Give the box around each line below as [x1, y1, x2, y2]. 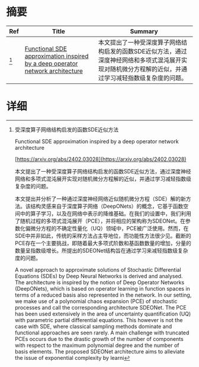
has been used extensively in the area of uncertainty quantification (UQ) [14, 310, 191, 317]
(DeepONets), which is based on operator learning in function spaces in [14, 285, 191, 292]
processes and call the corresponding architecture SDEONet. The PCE [14, 304, 187, 311]
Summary [130, 27, 158, 36]
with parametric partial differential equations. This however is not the [14, 316, 183, 323]
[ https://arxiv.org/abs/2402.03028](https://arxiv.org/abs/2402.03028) [14, 155, 187, 163]
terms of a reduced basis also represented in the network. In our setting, [14, 291, 192, 298]
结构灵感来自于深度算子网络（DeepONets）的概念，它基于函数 [30, 202, 184, 210]
